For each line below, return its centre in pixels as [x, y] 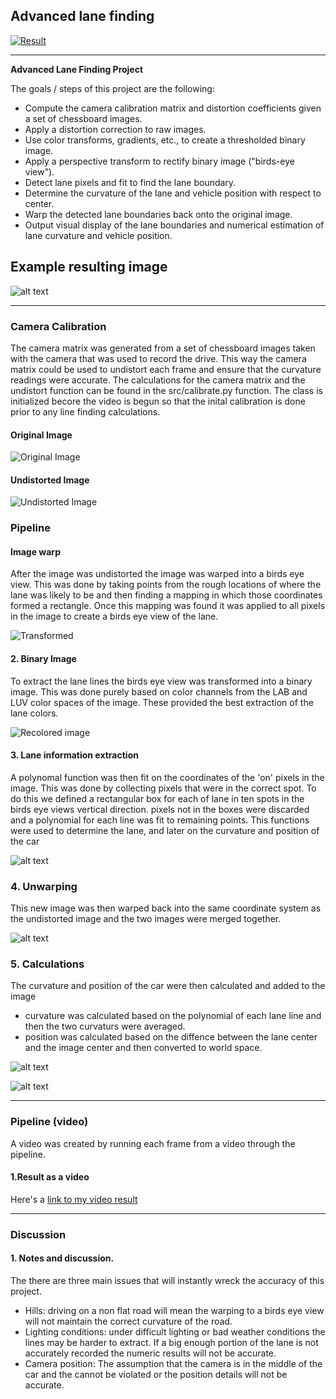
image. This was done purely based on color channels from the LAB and [159, 691]
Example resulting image [89, 267]
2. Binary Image [43, 659]
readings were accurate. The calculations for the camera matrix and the [158, 380]
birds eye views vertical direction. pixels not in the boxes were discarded [160, 809]
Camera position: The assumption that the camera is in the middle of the [173, 1364]
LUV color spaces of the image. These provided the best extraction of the [162, 702]
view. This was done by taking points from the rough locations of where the [166, 585]
